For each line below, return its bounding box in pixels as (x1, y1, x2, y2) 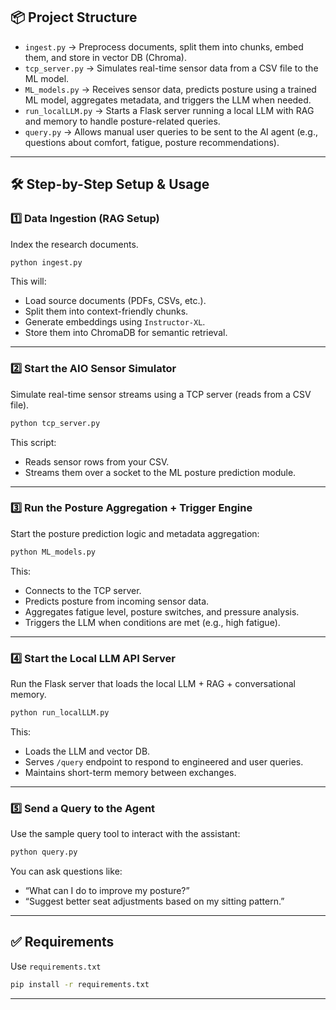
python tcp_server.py (10, 418, 101, 428)
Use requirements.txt (10, 960, 102, 972)
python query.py (10, 847, 78, 858)
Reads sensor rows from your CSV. (24, 455, 170, 468)
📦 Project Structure (10, 9, 138, 26)
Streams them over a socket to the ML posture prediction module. (24, 466, 297, 478)
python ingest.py (10, 257, 83, 268)
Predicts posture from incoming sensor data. (24, 595, 210, 607)
